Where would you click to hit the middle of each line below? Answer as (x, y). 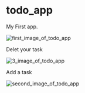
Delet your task (24, 49)
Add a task (19, 72)
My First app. (22, 26)
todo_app (29, 10)
